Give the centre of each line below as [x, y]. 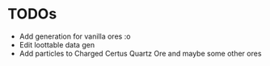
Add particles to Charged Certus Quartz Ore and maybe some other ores [140, 53]
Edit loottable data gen [57, 44]
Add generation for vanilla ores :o [75, 36]
